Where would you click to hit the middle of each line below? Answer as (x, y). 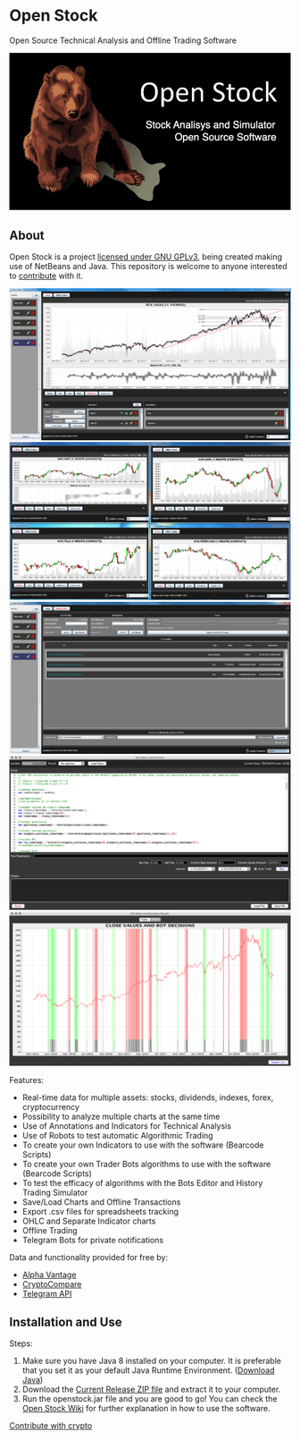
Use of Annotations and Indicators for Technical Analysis (127, 1126)
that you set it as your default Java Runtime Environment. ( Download (148, 1370)
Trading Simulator (55, 1193)
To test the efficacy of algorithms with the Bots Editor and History (142, 1183)
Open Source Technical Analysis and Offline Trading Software (123, 40)
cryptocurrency (51, 1107)
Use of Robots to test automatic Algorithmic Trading (117, 1136)
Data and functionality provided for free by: (89, 1258)
